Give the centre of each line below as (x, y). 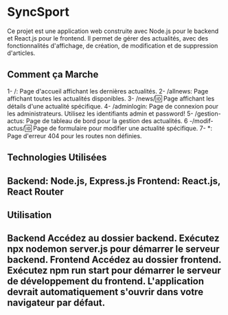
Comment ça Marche (53, 75)
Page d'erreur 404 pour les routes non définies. (75, 135)
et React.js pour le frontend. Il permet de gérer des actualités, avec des (108, 38)
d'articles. (21, 53)
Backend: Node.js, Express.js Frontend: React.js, (114, 181)
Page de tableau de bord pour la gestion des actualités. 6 (107, 120)
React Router (35, 192)
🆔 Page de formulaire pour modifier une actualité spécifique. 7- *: (119, 128)
